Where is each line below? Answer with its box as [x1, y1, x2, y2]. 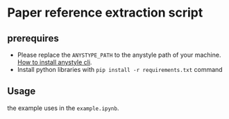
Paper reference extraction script [7, 5, 203, 21]
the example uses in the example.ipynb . [7, 104, 119, 112]
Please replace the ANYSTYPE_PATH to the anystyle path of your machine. [17, 51, 221, 59]
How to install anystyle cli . [17, 58, 92, 66]
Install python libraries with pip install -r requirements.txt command [17, 66, 223, 73]
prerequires [7, 33, 59, 44]
